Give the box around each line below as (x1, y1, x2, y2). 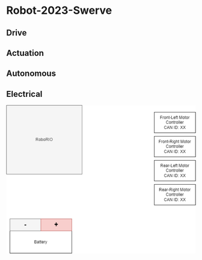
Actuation (6, 48, 44, 58)
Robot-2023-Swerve (6, 4, 112, 17)
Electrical (6, 88, 43, 99)
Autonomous (6, 69, 56, 79)
